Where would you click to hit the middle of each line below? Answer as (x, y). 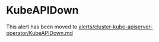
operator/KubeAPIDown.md (39, 33)
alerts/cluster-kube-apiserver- (116, 27)
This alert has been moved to (42, 27)
